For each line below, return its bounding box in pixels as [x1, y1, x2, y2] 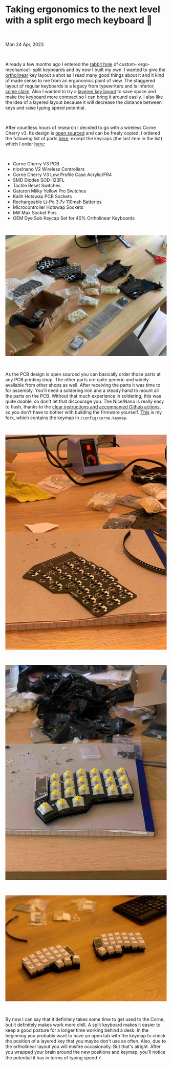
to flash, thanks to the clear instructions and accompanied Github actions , [5, 403, 161, 410]
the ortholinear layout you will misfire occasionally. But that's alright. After [5, 1043, 161, 1050]
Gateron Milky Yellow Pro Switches [12, 188, 87, 194]
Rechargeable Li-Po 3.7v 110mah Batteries [12, 199, 102, 205]
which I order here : [5, 141, 46, 147]
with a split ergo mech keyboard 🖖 [5, 14, 153, 26]
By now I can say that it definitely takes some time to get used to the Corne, [5, 1016, 165, 1022]
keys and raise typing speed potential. [5, 104, 86, 111]
